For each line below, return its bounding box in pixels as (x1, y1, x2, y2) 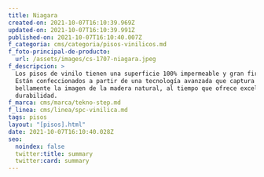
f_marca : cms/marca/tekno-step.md (8, 99, 122, 107)
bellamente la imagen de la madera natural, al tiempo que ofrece (15, 84, 237, 92)
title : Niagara (8, 11, 58, 20)
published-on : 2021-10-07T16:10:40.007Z (8, 33, 143, 42)
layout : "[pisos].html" (8, 121, 86, 128)
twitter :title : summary (15, 150, 93, 157)
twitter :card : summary (15, 157, 90, 165)
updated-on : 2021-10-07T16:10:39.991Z (8, 26, 135, 34)
